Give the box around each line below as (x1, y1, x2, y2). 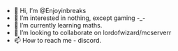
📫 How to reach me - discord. (13, 37, 102, 44)
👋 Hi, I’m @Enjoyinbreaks (13, 7, 87, 14)
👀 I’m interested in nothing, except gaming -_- (13, 14, 146, 22)
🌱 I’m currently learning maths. (13, 21, 103, 29)
